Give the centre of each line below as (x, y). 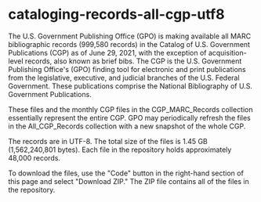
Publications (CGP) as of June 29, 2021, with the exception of (107, 52)
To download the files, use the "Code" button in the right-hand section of (126, 173)
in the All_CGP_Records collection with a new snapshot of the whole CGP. (127, 126)
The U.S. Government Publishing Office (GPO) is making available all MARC (130, 36)
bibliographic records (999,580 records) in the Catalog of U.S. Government (129, 44)
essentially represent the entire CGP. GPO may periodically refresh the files (129, 117)
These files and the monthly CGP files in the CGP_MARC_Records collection (130, 109)
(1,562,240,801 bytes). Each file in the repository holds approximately (120, 150)
